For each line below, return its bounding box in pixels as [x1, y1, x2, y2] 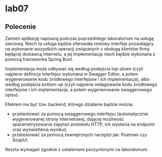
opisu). [5, 92, 20, 98]
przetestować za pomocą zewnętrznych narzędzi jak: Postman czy [12, 132, 147, 137]
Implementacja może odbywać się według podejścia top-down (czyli [5, 66, 143, 72]
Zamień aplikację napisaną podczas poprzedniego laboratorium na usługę [5, 35, 154, 41]
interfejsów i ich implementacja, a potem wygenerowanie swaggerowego [5, 87, 152, 92]
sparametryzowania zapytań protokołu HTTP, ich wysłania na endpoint [12, 121, 155, 127]
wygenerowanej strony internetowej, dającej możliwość [12, 116, 124, 122]
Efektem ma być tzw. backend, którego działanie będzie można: [5, 102, 134, 107]
